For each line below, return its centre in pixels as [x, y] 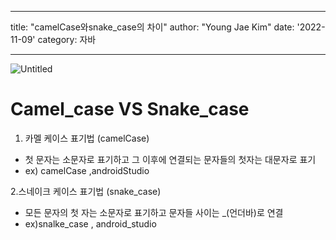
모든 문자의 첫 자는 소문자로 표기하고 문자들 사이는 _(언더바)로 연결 [154, 212]
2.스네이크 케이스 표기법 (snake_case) [86, 191]
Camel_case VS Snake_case [130, 109]
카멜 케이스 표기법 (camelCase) [87, 138]
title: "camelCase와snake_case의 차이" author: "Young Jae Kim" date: [152, 27]
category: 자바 [67, 39]
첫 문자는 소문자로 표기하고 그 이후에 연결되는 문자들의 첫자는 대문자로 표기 [170, 159]
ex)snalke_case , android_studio [90, 223]
